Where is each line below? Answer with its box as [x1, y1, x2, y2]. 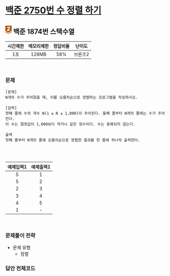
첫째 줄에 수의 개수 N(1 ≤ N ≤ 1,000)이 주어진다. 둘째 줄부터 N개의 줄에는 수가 [5, 111, 156, 116]
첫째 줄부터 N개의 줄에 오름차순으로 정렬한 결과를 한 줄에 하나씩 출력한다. [5, 138, 141, 143]
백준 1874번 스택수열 [13, 27, 75, 36]
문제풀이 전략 [5, 232, 36, 239]
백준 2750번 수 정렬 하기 [5, 5, 101, 16]
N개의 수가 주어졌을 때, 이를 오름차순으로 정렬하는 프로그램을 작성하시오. [5, 95, 138, 100]
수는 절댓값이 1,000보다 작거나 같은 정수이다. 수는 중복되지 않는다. [11, 122, 135, 127]
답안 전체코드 [5, 265, 36, 272]
